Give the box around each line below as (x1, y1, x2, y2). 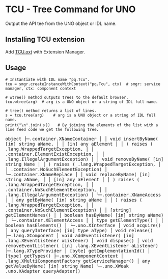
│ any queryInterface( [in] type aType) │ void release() (5, 228, 153, 233)
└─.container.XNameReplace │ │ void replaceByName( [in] (5, 172, 151, 177)
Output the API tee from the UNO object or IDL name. (5, 20, 117, 26)
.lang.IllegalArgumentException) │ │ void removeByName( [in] (5, 156, 164, 162)
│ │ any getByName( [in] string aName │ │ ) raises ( (5, 197, 143, 203)
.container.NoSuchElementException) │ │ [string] (5, 207, 132, 213)
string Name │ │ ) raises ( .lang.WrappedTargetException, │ (5, 161, 161, 167)
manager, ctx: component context (5, 86, 76, 91)
